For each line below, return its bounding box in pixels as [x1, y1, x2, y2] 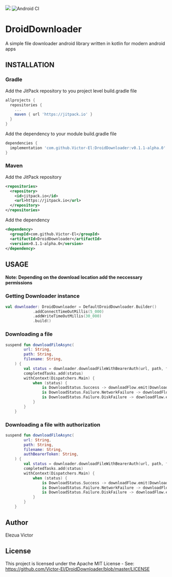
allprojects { [5, 97, 36, 102]
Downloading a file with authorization [5, 421, 101, 428]
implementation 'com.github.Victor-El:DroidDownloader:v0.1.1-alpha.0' [10, 145, 166, 151]
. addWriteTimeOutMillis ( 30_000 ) [32, 314, 102, 319]
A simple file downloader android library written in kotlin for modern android [5, 40, 165, 46]
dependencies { [5, 140, 38, 146]
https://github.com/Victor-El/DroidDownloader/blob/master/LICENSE [5, 566, 150, 572]
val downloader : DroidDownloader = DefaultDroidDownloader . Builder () [5, 304, 157, 310]
